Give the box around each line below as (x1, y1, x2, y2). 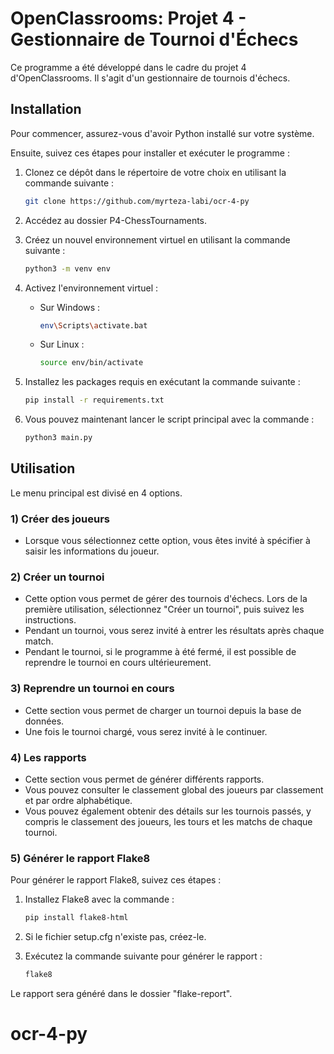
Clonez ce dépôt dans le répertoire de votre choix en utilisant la (24, 166, 287, 178)
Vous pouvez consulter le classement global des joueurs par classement (24, 784, 324, 796)
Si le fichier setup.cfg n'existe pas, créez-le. (24, 931, 207, 943)
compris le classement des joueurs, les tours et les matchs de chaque (24, 816, 313, 827)
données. (24, 715, 65, 727)
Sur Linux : (39, 338, 85, 351)
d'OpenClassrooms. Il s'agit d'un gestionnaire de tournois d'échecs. (10, 72, 291, 84)
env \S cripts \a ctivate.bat (39, 320, 148, 331)
